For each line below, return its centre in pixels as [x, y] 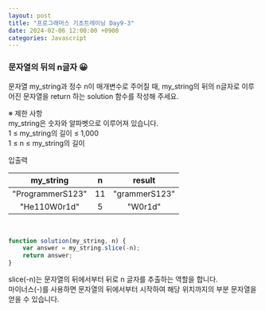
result [144, 180]
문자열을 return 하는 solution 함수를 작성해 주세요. [101, 96]
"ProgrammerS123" [50, 194]
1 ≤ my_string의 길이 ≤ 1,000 [54, 133]
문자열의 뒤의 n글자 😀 [48, 67]
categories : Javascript [48, 38]
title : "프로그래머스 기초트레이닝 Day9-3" [72, 23]
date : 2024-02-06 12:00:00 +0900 [64, 30]
